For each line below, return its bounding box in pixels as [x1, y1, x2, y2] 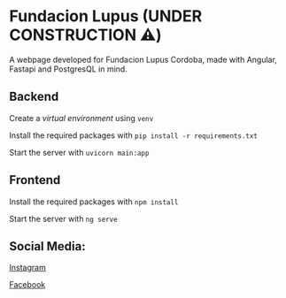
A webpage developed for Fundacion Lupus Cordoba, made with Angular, [9, 54, 277, 65]
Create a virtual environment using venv [9, 112, 154, 123]
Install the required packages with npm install [9, 196, 179, 207]
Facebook [9, 279, 46, 290]
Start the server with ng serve [9, 213, 118, 224]
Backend [9, 89, 59, 104]
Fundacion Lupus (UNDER [9, 6, 203, 27]
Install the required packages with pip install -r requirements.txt [9, 130, 259, 141]
